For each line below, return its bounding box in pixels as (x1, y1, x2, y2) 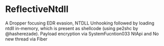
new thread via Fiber (5, 36, 47, 42)
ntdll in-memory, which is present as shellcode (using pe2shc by (5, 25, 138, 31)
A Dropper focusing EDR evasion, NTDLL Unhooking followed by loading (5, 20, 154, 26)
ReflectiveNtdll (5, 3, 68, 15)
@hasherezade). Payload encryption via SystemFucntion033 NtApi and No (5, 30, 159, 36)
